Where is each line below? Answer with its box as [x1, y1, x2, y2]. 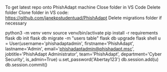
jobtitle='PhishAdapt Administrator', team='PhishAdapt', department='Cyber [5, 51, 162, 57]
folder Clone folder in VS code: [5, 9, 69, 15]
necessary [5, 20, 27, 26]
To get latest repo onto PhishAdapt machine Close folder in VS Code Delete [5, 4, 161, 10]
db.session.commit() [5, 62, 47, 67]
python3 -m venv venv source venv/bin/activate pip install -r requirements [5, 30, 158, 35]
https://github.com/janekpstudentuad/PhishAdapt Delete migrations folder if [5, 15, 162, 20]
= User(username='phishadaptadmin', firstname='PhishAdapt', [5, 40, 134, 46]
